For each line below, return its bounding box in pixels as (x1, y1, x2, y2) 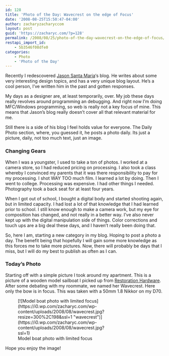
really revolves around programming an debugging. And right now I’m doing (5, 99, 162, 105)
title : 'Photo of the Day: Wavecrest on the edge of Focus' (5, 12, 134, 17)
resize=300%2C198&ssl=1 (18, 314, 72, 320)
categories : (5, 49, 30, 54)
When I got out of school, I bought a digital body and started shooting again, (5, 195, 163, 201)
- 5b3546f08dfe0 (14, 45, 49, 50)
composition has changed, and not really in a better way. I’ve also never (5, 211, 154, 218)
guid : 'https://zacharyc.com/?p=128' (5, 31, 84, 36)
